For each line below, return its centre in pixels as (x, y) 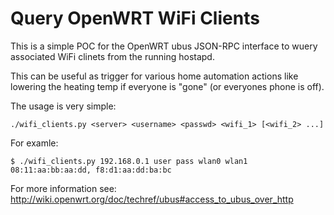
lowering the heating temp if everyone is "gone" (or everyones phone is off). (167, 86)
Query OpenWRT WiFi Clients (135, 18)
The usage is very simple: (63, 106)
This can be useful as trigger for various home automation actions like (154, 76)
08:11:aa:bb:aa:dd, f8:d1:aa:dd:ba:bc (91, 170)
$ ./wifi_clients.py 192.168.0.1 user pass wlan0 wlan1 (129, 161)
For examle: (34, 143)
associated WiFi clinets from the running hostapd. (112, 56)
